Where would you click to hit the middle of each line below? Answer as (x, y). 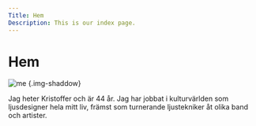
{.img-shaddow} (55, 83)
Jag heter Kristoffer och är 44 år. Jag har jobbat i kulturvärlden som (119, 98)
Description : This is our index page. (72, 23)
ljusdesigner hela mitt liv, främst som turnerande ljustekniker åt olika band (128, 107)
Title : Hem (26, 15)
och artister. (28, 116)
